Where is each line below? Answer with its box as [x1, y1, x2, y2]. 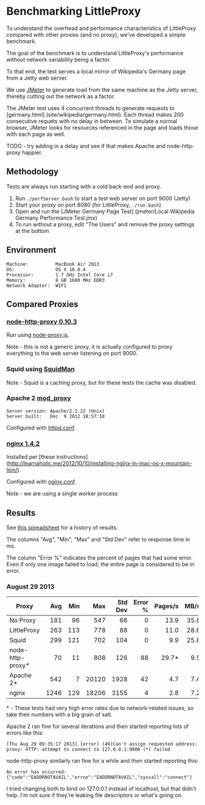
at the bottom [15, 227, 49, 234]
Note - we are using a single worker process [6, 490, 118, 497]
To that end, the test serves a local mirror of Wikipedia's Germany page [6, 67, 186, 75]
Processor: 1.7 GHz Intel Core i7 [6, 272, 113, 278]
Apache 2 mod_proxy [6, 394, 71, 402]
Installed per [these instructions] [6, 453, 88, 461]
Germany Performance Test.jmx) [15, 214, 98, 221]
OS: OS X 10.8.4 [6, 266, 86, 273]
